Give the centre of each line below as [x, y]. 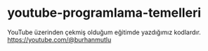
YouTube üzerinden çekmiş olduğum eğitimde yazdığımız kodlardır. [104, 32]
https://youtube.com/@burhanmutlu [59, 39]
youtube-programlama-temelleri [104, 13]
